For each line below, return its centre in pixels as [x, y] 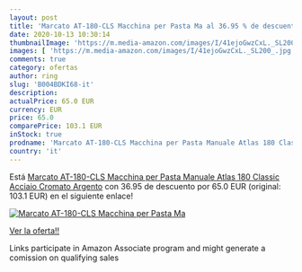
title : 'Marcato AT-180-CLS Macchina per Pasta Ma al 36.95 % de [134, 26]
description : [34, 92]
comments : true [38, 59]
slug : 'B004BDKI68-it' [52, 84]
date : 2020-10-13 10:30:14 [60, 34]
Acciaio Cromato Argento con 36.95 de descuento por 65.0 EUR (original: [145, 186]
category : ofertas [44, 68]
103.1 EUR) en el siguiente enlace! [71, 196]
